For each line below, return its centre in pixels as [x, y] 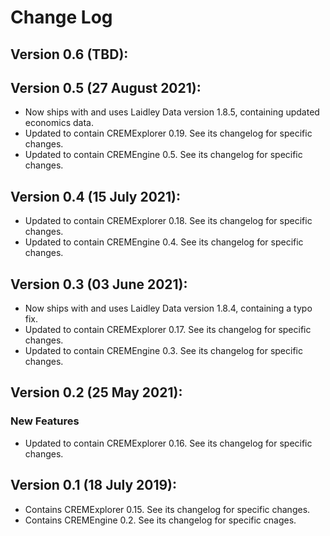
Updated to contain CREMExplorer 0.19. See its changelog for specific [168, 133]
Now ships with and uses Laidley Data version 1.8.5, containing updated [172, 112]
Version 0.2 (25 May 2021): [96, 392]
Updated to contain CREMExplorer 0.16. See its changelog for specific [168, 443]
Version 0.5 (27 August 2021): [106, 87]
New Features [45, 421]
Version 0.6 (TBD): [69, 54]
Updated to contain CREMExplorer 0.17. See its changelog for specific [168, 330]
